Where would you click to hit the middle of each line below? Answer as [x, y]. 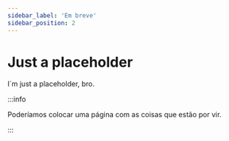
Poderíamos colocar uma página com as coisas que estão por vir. [114, 115]
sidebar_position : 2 [42, 23]
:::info [17, 99]
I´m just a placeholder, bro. [51, 84]
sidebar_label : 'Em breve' [52, 15]
